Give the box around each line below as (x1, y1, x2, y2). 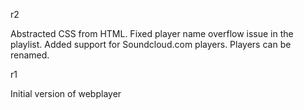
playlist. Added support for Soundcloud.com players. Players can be (10, 39, 292, 50)
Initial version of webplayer (10, 88, 122, 99)
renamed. (10, 49, 50, 61)
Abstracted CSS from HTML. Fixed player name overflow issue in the (10, 28, 294, 39)
